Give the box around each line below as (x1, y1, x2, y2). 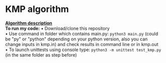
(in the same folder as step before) (5, 51, 77, 58)
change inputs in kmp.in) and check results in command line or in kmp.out (5, 41, 158, 47)
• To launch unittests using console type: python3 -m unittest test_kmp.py (5, 46, 161, 52)
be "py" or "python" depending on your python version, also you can (5, 36, 148, 42)
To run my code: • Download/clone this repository (5, 25, 110, 31)
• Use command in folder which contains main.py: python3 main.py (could (5, 30, 158, 36)
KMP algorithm (5, 3, 69, 15)
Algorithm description (5, 20, 53, 26)
